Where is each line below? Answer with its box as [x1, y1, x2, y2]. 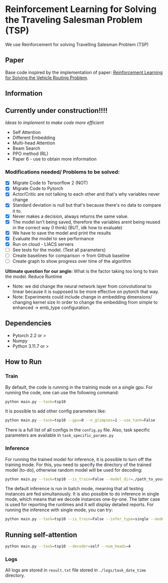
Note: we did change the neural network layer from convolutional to [12, 283, 151, 289]
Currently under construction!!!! [5, 106, 108, 115]
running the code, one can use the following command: [5, 389, 119, 395]
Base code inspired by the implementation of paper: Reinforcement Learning [5, 69, 163, 75]
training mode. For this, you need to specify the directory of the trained [5, 462, 151, 468]
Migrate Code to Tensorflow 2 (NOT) [12, 180, 88, 186]
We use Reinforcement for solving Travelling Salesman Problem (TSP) [5, 41, 149, 47]
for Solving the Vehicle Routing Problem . [5, 74, 88, 81]
